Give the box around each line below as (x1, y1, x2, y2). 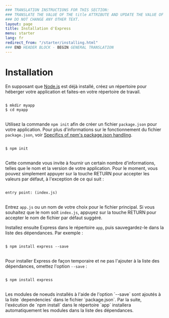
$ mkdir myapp (5, 103, 35, 108)
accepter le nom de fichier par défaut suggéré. (5, 215, 102, 221)
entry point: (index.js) (5, 190, 58, 195)
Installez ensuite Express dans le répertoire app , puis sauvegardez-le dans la (5, 224, 164, 230)
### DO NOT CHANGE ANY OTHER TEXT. (5, 17, 80, 22)
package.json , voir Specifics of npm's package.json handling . (5, 132, 133, 138)
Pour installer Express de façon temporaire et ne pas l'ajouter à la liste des (5, 258, 160, 264)
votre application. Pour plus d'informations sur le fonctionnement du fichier (5, 126, 161, 133)
